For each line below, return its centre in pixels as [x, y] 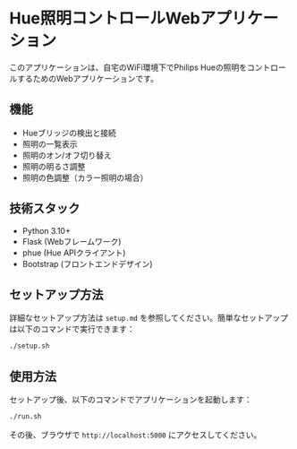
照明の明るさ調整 [54, 166]
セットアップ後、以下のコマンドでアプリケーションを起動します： [131, 400]
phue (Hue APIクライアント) [74, 253]
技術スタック [45, 208]
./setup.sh [30, 346]
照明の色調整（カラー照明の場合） [85, 177]
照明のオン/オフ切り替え [67, 155]
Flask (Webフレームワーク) [72, 241]
